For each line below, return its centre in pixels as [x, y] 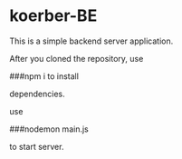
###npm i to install [44, 76]
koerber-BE [53, 16]
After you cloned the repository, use [77, 58]
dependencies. [37, 94]
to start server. [37, 146]
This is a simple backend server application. [91, 41]
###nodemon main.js [49, 129]
